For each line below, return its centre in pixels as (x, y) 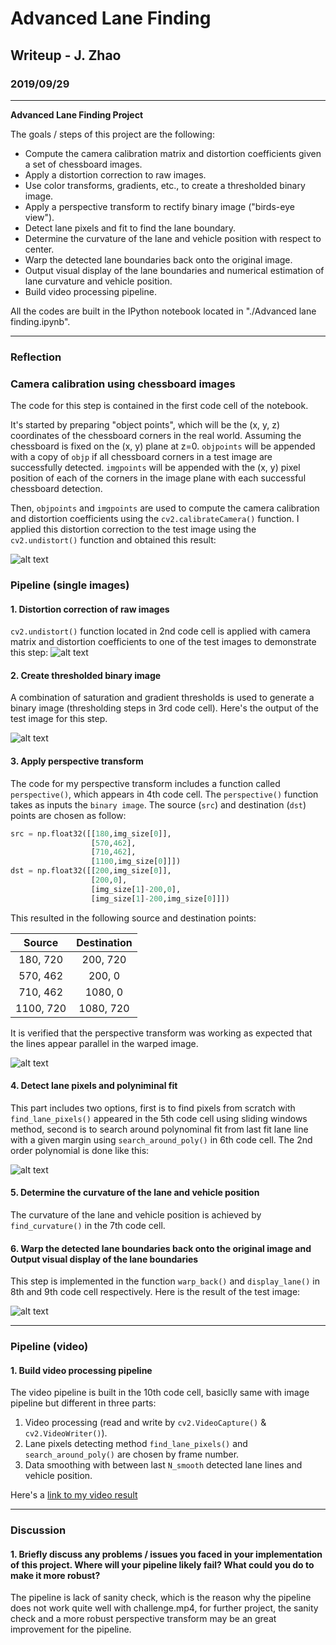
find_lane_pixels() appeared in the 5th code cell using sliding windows (159, 1118)
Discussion (38, 1530)
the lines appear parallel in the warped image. (104, 1043)
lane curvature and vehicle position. (98, 281)
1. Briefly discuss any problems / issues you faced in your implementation (166, 1554)
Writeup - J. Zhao (66, 55)
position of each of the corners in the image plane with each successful (158, 478)
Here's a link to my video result (74, 1495)
